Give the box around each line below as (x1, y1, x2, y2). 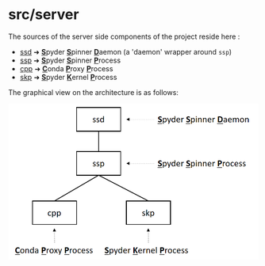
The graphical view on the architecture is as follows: (8, 87, 179, 97)
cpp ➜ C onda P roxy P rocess (19, 63, 113, 73)
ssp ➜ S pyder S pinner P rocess (19, 55, 121, 65)
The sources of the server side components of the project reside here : (8, 32, 240, 41)
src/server (8, 6, 79, 24)
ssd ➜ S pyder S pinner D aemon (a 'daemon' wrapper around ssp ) (19, 47, 232, 56)
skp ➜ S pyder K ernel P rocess (19, 72, 117, 82)
